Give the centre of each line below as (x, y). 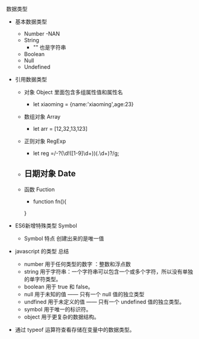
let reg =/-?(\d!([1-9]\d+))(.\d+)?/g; (76, 153)
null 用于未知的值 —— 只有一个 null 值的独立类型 (84, 294)
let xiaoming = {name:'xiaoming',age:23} (83, 104)
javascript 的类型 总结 (42, 251)
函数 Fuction (39, 189)
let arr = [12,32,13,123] (60, 129)
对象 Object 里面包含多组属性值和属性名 (73, 92)
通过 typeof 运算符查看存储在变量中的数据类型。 (75, 329)
